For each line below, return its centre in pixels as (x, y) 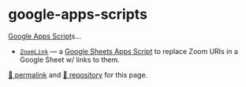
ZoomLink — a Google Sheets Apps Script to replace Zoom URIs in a (129, 51)
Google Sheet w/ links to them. (69, 60)
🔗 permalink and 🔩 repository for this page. (78, 74)
